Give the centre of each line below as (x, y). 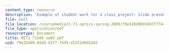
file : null (17, 19)
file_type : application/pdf (35, 29)
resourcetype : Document (30, 33)
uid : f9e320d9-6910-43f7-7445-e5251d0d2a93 (52, 43)
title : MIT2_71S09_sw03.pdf (35, 38)
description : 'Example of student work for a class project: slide (77, 15)
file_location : (21, 24)
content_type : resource (30, 10)
